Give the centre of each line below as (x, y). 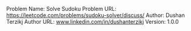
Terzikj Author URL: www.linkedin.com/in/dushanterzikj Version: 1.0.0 (92, 22)
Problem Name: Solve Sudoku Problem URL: (62, 9)
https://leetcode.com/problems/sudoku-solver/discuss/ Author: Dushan (95, 15)
